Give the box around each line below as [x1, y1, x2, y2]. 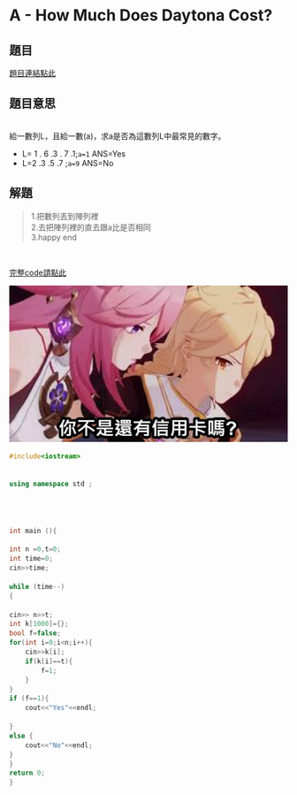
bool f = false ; [9, 629, 62, 638]
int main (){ [9, 526, 57, 535]
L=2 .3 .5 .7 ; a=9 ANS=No [21, 157, 114, 168]
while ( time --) [9, 582, 65, 591]
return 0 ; [9, 768, 46, 778]
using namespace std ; [9, 479, 93, 489]
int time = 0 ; [9, 554, 53, 563]
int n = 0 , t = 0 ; [9, 545, 62, 554]
